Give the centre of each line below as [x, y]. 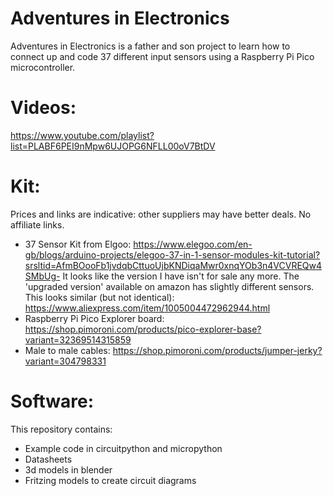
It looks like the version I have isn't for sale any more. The [181, 276]
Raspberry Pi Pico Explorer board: [94, 318]
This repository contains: [61, 429]
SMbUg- [42, 276]
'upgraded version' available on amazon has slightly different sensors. [169, 286]
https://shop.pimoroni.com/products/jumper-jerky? [217, 350]
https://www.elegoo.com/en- [193, 244]
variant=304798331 [65, 361]
